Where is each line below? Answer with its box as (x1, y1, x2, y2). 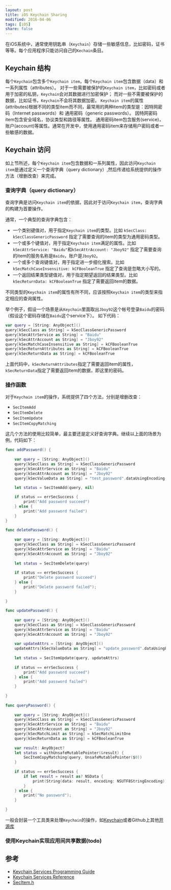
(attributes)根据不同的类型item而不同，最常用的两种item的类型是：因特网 (5, 103, 158, 110)
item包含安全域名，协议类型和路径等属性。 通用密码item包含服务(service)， (5, 116, 164, 122)
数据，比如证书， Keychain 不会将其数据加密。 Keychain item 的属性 (5, 97, 144, 103)
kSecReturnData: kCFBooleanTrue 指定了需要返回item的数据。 (12, 278, 141, 284)
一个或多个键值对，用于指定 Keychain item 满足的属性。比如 (12, 240, 136, 246)
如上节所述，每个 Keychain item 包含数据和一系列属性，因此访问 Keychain (5, 160, 156, 166)
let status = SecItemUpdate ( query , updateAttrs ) (14, 656, 120, 661)
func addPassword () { (5, 447, 51, 452)
